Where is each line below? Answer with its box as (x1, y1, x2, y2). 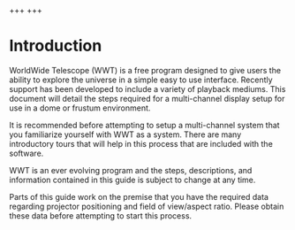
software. (9, 148, 44, 158)
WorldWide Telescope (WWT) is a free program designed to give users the (9, 65, 281, 75)
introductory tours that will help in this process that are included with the (9, 138, 274, 149)
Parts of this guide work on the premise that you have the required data (9, 191, 269, 202)
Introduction (9, 36, 102, 56)
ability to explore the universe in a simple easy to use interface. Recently (9, 74, 273, 85)
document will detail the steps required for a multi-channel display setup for (9, 93, 285, 103)
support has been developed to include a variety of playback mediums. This (9, 83, 286, 94)
